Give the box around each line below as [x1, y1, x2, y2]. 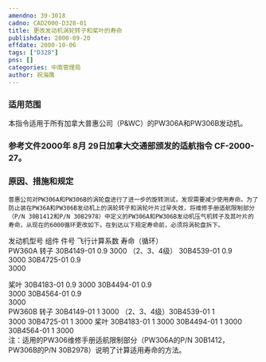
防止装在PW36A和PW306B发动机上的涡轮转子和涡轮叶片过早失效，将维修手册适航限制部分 [8, 204, 255, 212]
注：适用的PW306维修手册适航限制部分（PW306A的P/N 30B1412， [8, 336, 229, 345]
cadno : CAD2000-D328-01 [8, 19, 88, 27]
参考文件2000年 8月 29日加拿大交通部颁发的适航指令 [8, 140, 213, 151]
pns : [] [8, 57, 34, 65]
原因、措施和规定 [8, 175, 74, 187]
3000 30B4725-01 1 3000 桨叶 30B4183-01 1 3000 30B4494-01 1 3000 [8, 317, 243, 327]
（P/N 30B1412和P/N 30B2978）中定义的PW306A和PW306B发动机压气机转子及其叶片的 [8, 213, 255, 221]
